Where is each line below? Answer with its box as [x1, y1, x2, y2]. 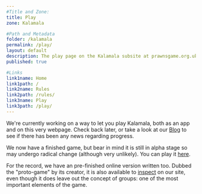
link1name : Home [6, 75, 47, 81]
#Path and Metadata [6, 31, 55, 37]
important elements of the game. [6, 181, 87, 188]
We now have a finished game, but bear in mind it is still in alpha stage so [6, 144, 188, 151]
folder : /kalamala [6, 37, 52, 43]
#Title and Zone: [6, 8, 50, 15]
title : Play [6, 14, 36, 20]
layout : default [6, 47, 47, 54]
